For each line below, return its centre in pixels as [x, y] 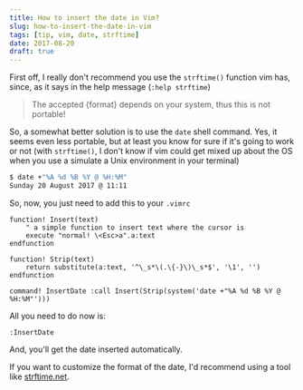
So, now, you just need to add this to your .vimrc [100, 203]
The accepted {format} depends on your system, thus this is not [151, 104]
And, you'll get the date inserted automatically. [96, 349]
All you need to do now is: [57, 316]
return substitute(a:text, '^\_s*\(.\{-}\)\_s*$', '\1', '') [143, 267]
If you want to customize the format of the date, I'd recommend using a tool [150, 366]
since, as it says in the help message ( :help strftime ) [110, 87]
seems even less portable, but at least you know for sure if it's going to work [152, 141]
